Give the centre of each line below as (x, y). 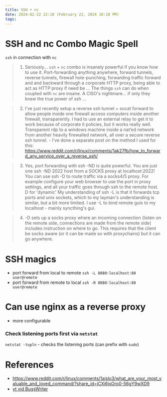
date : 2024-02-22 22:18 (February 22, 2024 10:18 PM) (62, 14)
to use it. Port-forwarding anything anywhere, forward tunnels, (89, 72)
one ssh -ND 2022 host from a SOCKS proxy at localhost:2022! (90, 171)
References (29, 365)
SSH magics (31, 259)
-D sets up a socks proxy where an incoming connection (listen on (93, 218)
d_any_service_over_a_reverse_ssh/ (61, 156)
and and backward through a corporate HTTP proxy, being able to (92, 83)
